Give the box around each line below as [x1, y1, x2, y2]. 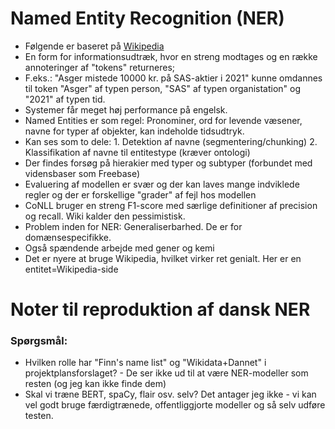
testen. [24, 410, 54, 422]
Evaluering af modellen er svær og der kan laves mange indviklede [24, 178, 300, 190]
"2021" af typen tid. [24, 93, 106, 105]
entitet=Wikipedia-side [24, 263, 119, 275]
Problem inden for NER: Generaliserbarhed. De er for [24, 220, 243, 232]
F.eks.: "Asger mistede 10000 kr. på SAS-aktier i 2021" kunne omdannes [24, 72, 323, 84]
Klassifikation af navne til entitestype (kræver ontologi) [24, 146, 251, 158]
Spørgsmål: [10, 334, 68, 348]
